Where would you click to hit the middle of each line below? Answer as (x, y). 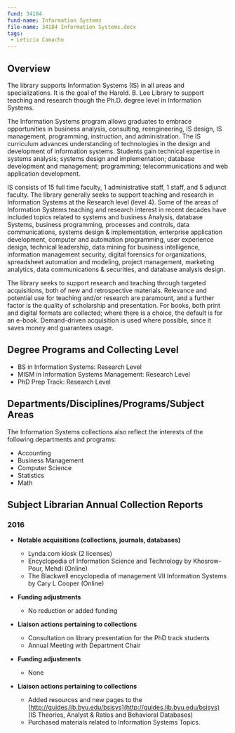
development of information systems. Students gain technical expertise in (114, 151)
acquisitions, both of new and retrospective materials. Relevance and (107, 290)
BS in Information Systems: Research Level (80, 367)
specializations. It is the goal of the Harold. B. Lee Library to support (106, 93)
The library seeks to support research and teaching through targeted (107, 283)
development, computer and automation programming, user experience (110, 239)
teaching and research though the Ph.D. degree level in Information (104, 100)
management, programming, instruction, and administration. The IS (104, 136)
